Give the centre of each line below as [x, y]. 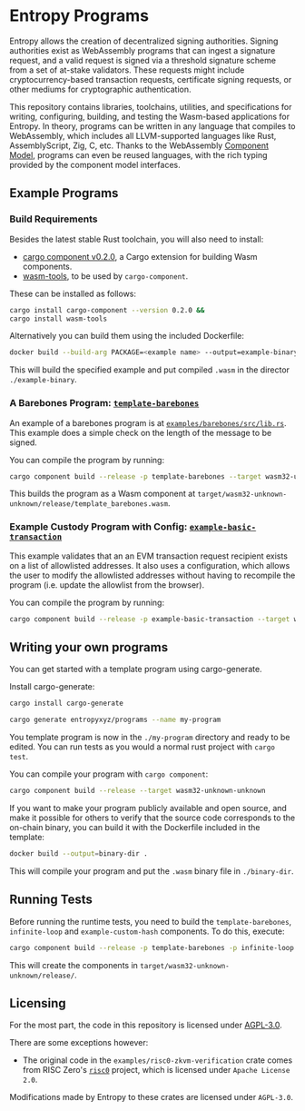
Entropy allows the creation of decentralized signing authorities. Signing [144, 41]
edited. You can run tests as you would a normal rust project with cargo [142, 747]
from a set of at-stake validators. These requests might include [127, 70]
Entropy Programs [79, 16]
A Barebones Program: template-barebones [104, 403]
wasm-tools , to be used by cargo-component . [105, 276]
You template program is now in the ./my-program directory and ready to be [150, 738]
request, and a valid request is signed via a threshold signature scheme [143, 60]
